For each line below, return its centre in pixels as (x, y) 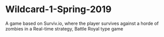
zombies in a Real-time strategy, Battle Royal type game (64, 28)
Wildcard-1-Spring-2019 (58, 9)
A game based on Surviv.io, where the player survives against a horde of (82, 23)
